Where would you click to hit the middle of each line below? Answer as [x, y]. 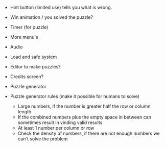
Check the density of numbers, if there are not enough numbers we [89, 133]
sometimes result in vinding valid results [60, 122]
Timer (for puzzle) [29, 27]
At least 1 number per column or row [56, 128]
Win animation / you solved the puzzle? [52, 17]
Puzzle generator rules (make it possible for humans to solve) [75, 96]
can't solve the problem [43, 139]
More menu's [24, 37]
